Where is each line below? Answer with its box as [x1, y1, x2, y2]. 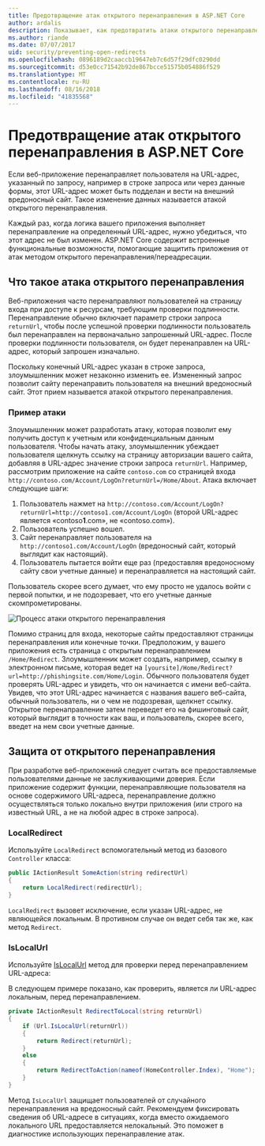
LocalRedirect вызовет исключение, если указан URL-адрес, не [8, 905, 223, 915]
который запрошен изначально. [32, 347, 140, 356]
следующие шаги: [8, 484, 69, 493]
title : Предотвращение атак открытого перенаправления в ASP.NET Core [8, 11, 245, 20]
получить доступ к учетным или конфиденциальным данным [8, 433, 215, 443]
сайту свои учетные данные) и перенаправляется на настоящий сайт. [19, 567, 256, 576]
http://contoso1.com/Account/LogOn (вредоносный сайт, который [19, 541, 237, 551]
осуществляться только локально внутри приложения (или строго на [8, 799, 243, 809]
